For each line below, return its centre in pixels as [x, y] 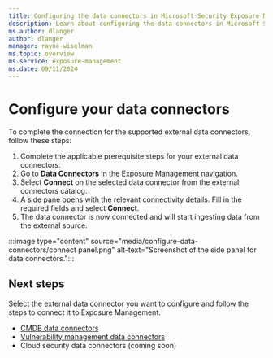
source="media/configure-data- [145, 241]
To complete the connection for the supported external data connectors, [130, 132]
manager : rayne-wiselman [50, 46]
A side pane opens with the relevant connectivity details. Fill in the [131, 199]
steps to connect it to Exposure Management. [84, 312]
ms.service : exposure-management [65, 62]
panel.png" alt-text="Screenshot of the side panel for [168, 250]
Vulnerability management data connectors [92, 336]
